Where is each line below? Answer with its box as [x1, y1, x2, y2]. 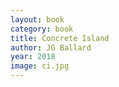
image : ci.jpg [10, 61, 70, 71]
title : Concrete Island [10, 33, 110, 43]
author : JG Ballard [10, 42, 92, 53]
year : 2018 [10, 52, 56, 62]
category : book [10, 24, 74, 34]
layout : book [10, 14, 65, 25]
